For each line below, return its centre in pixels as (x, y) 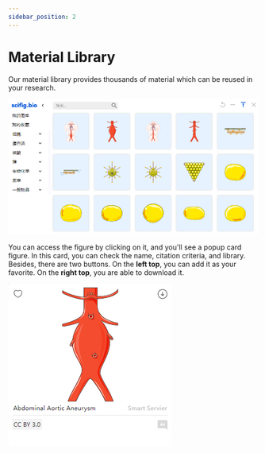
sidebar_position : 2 (42, 17)
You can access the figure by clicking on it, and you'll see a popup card (125, 247)
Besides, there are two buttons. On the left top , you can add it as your (122, 264)
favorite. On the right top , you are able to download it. (96, 273)
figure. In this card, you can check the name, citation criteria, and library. (127, 256)
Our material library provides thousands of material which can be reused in (131, 79)
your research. (32, 87)
